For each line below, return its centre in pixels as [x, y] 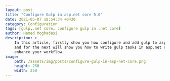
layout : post [19, 10]
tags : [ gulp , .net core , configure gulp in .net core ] [63, 29]
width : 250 [26, 71]
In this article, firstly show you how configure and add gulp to [86, 43]
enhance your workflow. [39, 52]
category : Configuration [31, 24]
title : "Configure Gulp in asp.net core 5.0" [54, 15]
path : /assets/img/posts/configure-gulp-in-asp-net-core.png [80, 61]
